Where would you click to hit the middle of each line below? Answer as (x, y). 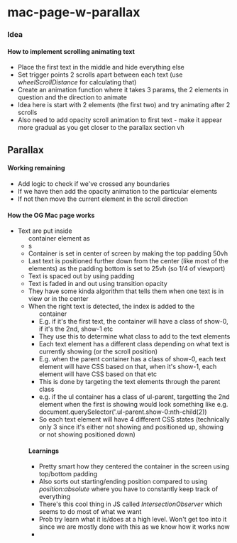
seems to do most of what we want (90, 512)
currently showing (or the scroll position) (98, 351)
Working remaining (36, 168)
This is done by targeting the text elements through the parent (129, 382)
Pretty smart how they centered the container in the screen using (134, 466)
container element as (59, 238)
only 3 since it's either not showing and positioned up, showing (131, 427)
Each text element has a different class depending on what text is (134, 344)
